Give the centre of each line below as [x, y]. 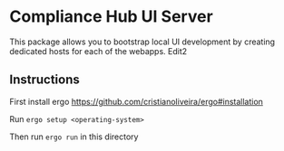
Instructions [44, 80]
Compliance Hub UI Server [111, 17]
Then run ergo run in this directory [74, 137]
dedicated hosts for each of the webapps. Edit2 [98, 51]
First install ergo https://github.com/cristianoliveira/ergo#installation [136, 101]
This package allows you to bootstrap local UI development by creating [142, 42]
